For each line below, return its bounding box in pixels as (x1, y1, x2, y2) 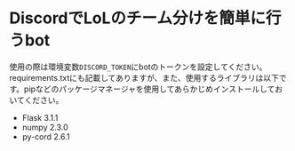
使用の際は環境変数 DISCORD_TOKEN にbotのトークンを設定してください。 (9, 61, 267, 72)
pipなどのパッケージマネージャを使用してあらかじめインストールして (23, 83, 275, 94)
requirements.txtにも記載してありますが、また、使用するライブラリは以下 (9, 72, 280, 83)
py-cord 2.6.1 (21, 131, 70, 142)
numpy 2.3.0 (21, 122, 68, 132)
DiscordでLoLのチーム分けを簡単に (9, 8, 267, 28)
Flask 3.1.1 (21, 112, 59, 123)
